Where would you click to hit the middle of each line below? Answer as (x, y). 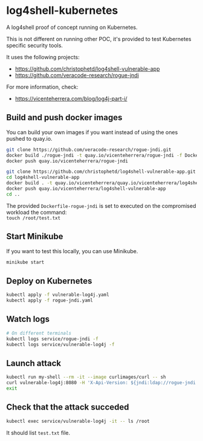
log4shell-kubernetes (62, 11)
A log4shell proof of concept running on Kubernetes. (72, 27)
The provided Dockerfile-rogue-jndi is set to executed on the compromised (101, 205)
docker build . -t (29, 183)
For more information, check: (42, 87)
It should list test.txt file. (38, 433)
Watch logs (28, 319)
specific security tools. (35, 45)
